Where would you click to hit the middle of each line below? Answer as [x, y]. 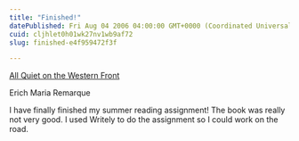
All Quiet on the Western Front [65, 76]
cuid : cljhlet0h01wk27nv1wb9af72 [71, 34]
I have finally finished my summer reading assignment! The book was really [147, 110]
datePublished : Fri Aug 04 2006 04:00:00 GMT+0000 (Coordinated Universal [151, 26]
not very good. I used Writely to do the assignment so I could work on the [144, 120]
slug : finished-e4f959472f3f [63, 42]
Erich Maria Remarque [50, 93]
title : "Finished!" [45, 17]
